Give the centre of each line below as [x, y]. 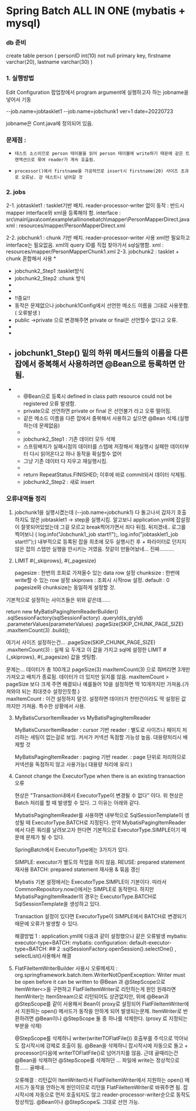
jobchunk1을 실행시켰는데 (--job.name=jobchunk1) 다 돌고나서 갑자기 [95, 512]
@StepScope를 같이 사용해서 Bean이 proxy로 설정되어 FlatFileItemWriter [99, 1004]
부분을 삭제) [28, 1026]
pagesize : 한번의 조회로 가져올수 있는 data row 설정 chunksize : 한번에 [97, 573]
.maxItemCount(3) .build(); [38, 631]
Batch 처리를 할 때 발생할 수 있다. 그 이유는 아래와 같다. [77, 803]
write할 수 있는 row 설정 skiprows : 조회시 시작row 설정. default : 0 [92, 580]
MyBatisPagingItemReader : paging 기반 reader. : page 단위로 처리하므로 [100, 757]
